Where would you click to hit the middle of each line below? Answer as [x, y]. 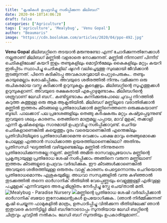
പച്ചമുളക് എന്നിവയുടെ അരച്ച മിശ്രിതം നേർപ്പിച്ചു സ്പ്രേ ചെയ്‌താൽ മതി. [75, 186]
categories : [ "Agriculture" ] [35, 24]
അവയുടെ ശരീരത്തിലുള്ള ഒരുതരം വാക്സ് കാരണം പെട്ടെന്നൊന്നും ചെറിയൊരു [83, 169]
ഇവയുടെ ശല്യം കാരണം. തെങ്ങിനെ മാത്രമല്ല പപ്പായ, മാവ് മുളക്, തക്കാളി [79, 119]
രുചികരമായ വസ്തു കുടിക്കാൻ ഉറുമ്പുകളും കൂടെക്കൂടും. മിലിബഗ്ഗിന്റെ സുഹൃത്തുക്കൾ [83, 85]
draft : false [19, 19]
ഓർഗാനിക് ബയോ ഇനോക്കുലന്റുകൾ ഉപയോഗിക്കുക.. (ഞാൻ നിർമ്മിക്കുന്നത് [83, 198]
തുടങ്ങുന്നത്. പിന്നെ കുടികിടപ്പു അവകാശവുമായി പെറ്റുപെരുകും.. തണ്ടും [75, 74]
